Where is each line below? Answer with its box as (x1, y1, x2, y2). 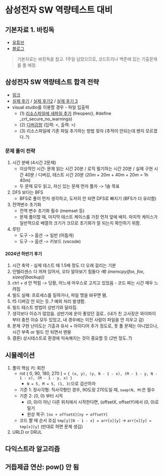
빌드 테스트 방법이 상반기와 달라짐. (12, 305, 78, 310)
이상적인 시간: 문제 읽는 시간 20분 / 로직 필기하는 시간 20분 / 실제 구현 (19, 166, 153, 172)
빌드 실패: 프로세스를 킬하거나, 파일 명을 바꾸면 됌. (12, 292, 108, 298)
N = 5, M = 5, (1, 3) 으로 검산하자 (26, 381, 96, 387)
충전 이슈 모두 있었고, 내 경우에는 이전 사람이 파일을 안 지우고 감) (21, 317, 144, 323)
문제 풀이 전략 (5, 147, 36, 154)
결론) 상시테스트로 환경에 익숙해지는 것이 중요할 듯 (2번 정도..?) (12, 335, 133, 341)
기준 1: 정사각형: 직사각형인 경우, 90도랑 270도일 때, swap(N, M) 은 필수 (19, 387, 155, 393)
